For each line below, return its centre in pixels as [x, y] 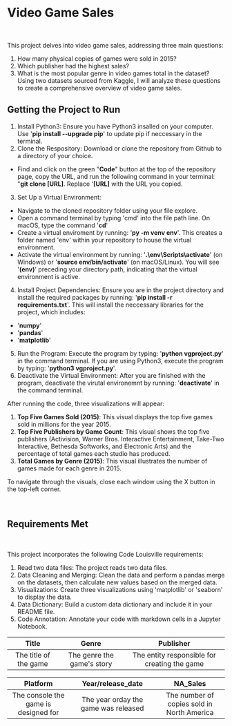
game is [38, 704]
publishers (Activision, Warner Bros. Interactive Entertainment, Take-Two [120, 439]
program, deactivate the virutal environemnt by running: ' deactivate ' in [118, 383]
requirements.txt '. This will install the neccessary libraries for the [110, 305]
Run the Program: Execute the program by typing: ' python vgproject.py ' [120, 353]
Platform [38, 683]
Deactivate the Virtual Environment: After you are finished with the [111, 375]
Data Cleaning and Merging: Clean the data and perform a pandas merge [121, 575]
